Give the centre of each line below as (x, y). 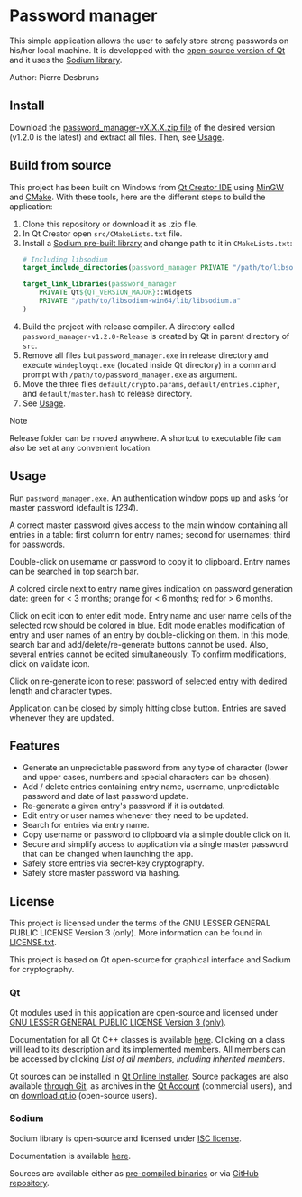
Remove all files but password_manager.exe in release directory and (145, 355)
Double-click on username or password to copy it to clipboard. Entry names (150, 561)
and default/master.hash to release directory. (107, 393)
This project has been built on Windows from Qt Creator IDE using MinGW (146, 187)
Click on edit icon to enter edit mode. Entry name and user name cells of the (151, 615)
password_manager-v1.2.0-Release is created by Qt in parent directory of (156, 336)
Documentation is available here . (70, 1156)
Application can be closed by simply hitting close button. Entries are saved (148, 708)
